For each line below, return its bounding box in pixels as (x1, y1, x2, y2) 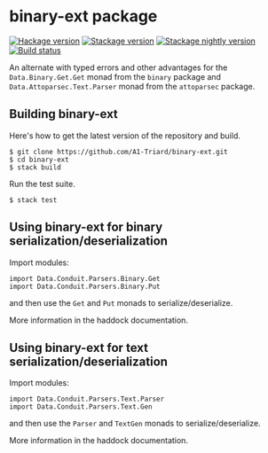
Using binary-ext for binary (9, 220, 163, 235)
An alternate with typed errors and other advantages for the (9, 62, 228, 73)
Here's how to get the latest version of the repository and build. (9, 130, 241, 141)
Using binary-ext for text (9, 340, 149, 355)
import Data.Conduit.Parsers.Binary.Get (9, 274, 162, 283)
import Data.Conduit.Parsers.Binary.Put (9, 282, 162, 291)
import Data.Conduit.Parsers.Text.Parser (9, 394, 165, 404)
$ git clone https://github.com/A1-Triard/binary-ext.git (9, 147, 228, 156)
